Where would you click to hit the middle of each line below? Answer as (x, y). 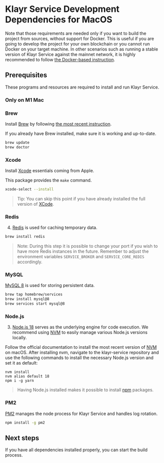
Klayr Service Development (62, 9)
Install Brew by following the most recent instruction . (58, 124)
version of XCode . (35, 204)
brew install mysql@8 (27, 299)
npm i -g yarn (20, 381)
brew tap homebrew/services (34, 295)
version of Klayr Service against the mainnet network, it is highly (70, 54)
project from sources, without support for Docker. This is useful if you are (80, 39)
